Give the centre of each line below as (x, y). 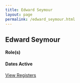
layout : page (19, 15)
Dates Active (19, 64)
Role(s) (13, 52)
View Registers (21, 75)
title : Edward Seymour (29, 10)
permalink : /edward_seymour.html (40, 19)
